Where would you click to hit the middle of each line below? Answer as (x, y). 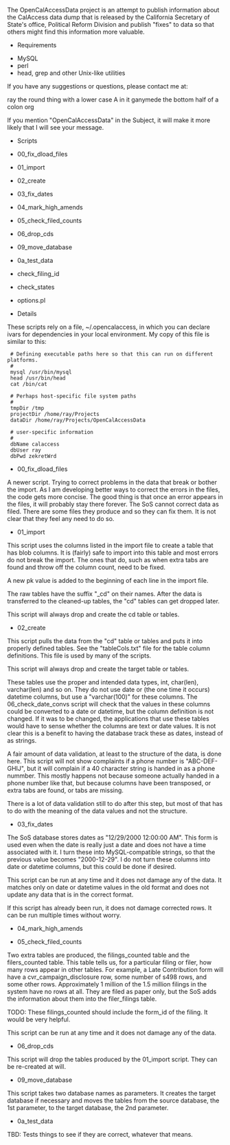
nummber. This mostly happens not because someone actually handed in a (113, 776)
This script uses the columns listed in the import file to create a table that (111, 545)
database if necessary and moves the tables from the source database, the (113, 1100)
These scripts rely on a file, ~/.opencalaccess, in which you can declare (109, 327)
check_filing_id (38, 274)
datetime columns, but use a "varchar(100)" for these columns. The (102, 697)
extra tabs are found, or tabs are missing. (65, 790)
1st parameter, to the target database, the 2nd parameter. (88, 1108)
